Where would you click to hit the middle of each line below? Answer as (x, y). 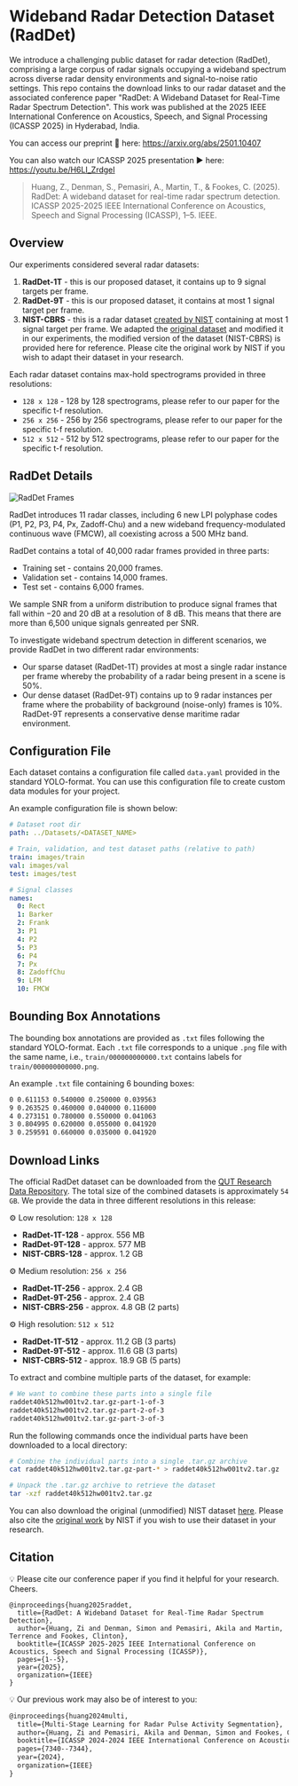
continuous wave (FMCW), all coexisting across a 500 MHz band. (129, 533)
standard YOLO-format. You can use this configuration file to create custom (147, 782)
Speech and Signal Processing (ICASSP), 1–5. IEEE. (124, 215)
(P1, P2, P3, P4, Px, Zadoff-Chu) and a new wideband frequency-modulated (147, 524)
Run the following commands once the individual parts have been (129, 1435)
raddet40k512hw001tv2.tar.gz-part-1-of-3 (87, 1402)
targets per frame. (55, 291)
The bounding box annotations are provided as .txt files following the (137, 1038)
